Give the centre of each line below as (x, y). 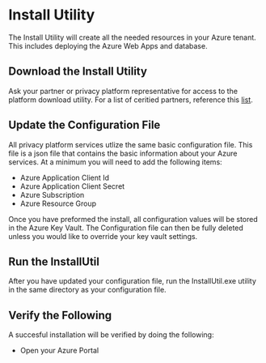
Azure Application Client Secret (72, 186)
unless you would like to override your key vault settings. (103, 236)
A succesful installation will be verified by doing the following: (111, 335)
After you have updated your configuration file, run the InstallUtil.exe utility (133, 281)
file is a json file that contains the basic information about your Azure (123, 153)
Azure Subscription (52, 194)
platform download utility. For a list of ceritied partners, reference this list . (131, 100)
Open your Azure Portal (59, 351)
